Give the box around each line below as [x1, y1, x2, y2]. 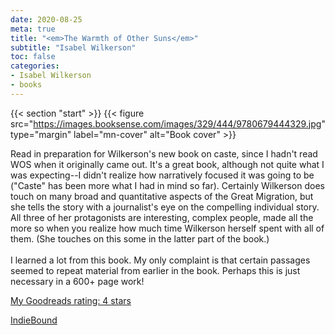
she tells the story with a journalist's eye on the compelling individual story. [10, 201, 320, 213]
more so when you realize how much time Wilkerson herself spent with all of [10, 222, 325, 234]
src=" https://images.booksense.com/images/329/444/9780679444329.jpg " [10, 117, 326, 130]
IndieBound [10, 314, 58, 326]
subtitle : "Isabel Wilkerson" [10, 42, 137, 53]
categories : [10, 61, 60, 71]
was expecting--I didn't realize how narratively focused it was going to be [10, 169, 315, 181]
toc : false [10, 52, 56, 62]
